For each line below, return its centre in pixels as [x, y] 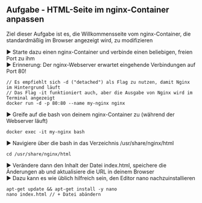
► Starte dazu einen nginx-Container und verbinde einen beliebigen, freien [99, 52]
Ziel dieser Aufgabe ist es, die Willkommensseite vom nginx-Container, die [99, 34]
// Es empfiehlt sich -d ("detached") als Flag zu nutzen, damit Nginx [98, 82]
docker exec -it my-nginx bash [46, 132]
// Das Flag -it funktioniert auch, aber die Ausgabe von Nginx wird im [99, 93]
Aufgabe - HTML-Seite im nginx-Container [88, 10]
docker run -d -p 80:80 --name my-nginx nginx [66, 103]
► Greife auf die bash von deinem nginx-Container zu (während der [90, 114]
